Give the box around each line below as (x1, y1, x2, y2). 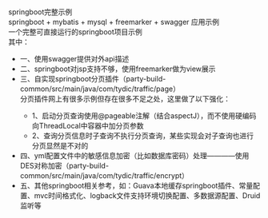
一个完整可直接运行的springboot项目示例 (8, 27, 142, 37)
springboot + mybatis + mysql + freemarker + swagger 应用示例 (8, 18, 220, 26)
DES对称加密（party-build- (19, 161, 110, 170)
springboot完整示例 (8, 7, 73, 17)
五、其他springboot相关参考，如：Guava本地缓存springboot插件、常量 (19, 181, 254, 190)
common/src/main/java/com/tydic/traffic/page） (19, 84, 180, 93)
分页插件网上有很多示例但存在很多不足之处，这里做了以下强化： (19, 94, 230, 103)
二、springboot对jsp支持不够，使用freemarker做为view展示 (19, 64, 216, 73)
